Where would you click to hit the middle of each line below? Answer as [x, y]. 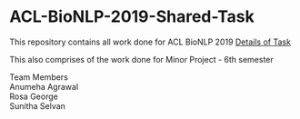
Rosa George [34, 96]
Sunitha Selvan [38, 105]
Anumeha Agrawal [44, 86]
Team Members [39, 77]
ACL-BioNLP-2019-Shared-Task [132, 17]
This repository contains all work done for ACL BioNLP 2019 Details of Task [150, 42]
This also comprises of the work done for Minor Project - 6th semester [142, 59]
